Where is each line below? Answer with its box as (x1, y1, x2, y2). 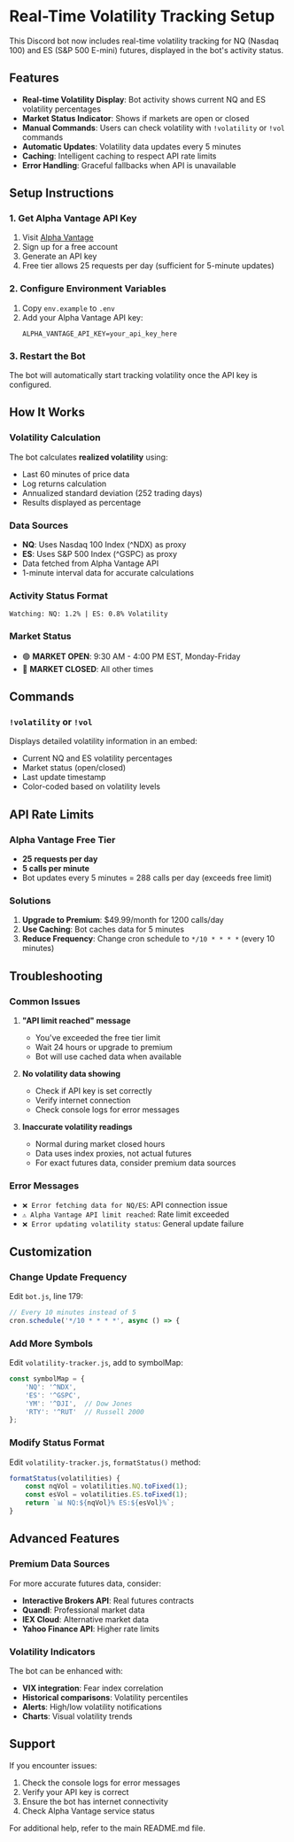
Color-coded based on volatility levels (21, 781, 161, 792)
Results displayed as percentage (21, 497, 142, 507)
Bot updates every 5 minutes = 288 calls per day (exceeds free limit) (21, 872, 273, 883)
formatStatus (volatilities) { (9, 1474, 121, 1482)
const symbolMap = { (9, 1374, 86, 1383)
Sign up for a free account (21, 242, 118, 252)
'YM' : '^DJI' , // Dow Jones (25, 1399, 133, 1408)
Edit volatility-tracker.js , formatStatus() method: (9, 1457, 201, 1467)
